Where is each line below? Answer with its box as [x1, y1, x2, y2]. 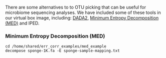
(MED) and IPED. [5, 20, 40, 26]
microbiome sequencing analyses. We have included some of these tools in [5, 9, 161, 15]
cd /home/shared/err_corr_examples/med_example [5, 44, 107, 49]
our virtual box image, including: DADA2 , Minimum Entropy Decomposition [5, 15, 159, 20]
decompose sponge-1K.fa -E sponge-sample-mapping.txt [5, 48, 120, 53]
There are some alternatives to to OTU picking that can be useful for [5, 4, 146, 10]
